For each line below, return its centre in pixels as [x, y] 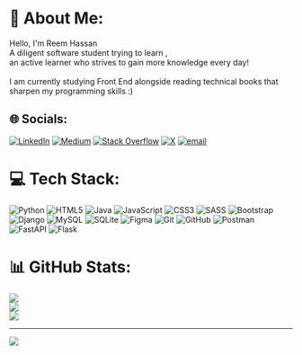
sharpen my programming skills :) [71, 91]
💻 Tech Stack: [65, 178]
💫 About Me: [57, 18]
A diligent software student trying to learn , [89, 52]
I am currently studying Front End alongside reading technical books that [144, 81]
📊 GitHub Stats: [71, 266]
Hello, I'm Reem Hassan [53, 43]
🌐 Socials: [39, 119]
